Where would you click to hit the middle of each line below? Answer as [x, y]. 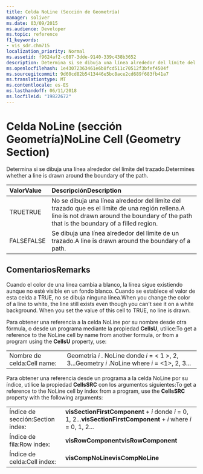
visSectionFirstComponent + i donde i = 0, [127, 412]
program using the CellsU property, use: [56, 341]
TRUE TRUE [25, 212]
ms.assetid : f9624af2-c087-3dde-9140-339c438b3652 [71, 57]
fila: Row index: [30, 444]
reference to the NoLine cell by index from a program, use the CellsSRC [96, 391]
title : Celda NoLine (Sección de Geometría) [63, 12]
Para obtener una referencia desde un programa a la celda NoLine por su [97, 378]
